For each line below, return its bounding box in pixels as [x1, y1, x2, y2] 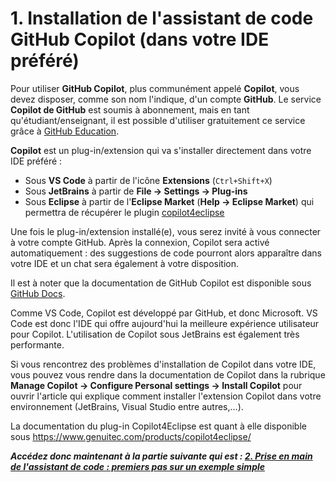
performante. [10, 338, 65, 351]
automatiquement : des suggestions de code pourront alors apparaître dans [10, 247, 322, 259]
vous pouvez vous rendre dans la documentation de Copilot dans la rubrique [10, 368, 326, 381]
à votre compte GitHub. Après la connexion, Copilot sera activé [10, 236, 270, 248]
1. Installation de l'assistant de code [10, 7, 314, 30]
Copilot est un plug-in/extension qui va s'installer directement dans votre [10, 144, 312, 156]
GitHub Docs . [10, 287, 66, 299]
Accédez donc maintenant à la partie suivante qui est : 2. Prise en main [10, 450, 313, 462]
